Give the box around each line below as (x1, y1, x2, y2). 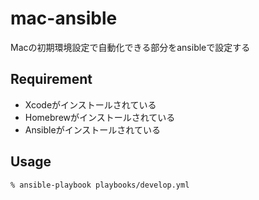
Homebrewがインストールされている (24, 111, 176, 123)
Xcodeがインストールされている (24, 98, 157, 111)
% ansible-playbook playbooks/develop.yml (10, 180, 190, 190)
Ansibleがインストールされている (24, 123, 161, 136)
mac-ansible (10, 7, 118, 30)
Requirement (10, 71, 93, 88)
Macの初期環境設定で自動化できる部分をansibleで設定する (10, 41, 251, 53)
